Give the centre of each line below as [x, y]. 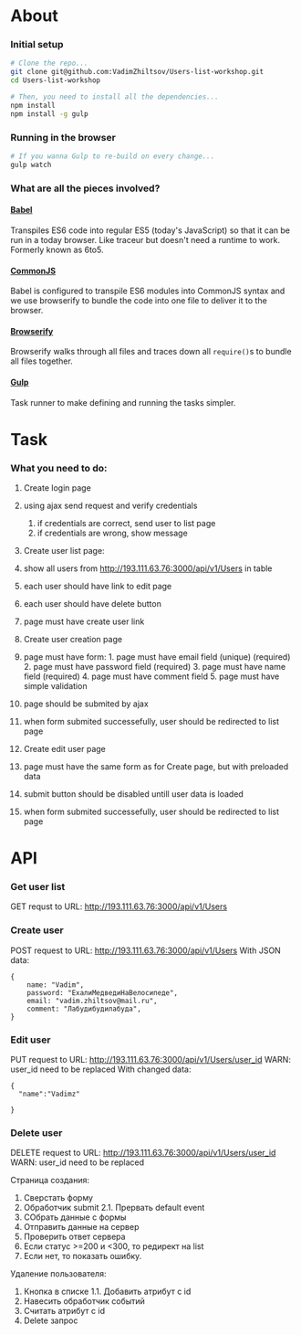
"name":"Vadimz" [49, 1094]
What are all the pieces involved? [85, 188]
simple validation [55, 686]
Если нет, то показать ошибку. [83, 1256]
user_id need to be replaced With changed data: [101, 1069]
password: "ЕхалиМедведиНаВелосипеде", [103, 992]
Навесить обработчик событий [84, 1301]
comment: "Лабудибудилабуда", [84, 1009]
